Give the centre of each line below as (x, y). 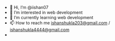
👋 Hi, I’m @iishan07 (29, 7)
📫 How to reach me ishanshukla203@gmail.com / (60, 23)
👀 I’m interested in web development (46, 12)
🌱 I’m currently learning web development (51, 17)
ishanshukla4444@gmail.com (39, 30)
